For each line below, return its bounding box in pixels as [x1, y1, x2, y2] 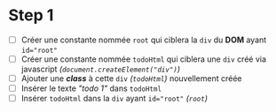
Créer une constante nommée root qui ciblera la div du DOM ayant [20, 34, 267, 45]
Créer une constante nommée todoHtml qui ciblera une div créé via [20, 54, 267, 64]
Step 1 [8, 5, 54, 26]
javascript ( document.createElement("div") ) [20, 63, 181, 75]
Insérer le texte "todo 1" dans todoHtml [20, 83, 162, 93]
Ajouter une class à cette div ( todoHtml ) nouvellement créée [20, 73, 242, 84]
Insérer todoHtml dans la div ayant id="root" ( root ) [20, 93, 208, 104]
